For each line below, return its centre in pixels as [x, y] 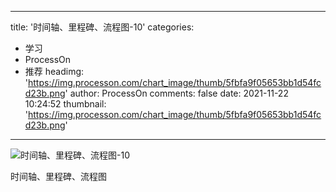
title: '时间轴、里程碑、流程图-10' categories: [102, 27]
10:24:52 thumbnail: [65, 104]
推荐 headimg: [54, 71]
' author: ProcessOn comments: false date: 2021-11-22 [176, 93]
